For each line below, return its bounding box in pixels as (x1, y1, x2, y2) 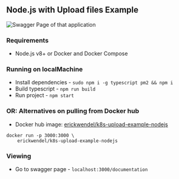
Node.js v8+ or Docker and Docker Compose (15, 50, 129, 57)
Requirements (6, 36, 49, 44)
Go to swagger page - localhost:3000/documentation (15, 166, 148, 172)
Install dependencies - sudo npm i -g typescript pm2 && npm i (15, 79, 174, 86)
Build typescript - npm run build (15, 85, 96, 93)
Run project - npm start (15, 92, 75, 99)
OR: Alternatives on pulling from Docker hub (6, 107, 140, 115)
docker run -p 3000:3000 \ (6, 132, 75, 138)
